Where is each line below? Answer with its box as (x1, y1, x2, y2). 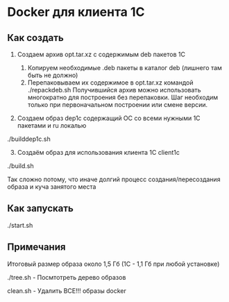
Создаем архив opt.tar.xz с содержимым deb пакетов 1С (17, 50, 186, 58)
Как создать (7, 32, 64, 44)
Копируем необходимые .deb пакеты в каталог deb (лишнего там (27, 64, 222, 72)
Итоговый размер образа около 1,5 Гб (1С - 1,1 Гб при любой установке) (7, 260, 220, 268)
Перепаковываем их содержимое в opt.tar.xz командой (27, 78, 194, 87)
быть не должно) (27, 71, 78, 79)
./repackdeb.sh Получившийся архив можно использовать (27, 86, 201, 94)
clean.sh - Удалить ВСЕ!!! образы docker (7, 286, 126, 295)
